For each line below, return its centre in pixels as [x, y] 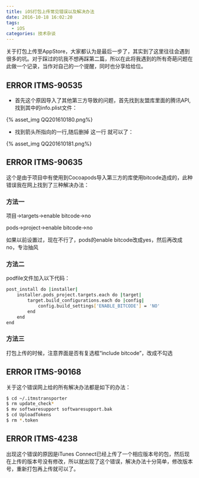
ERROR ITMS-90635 [44, 162]
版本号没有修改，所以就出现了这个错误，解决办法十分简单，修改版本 [110, 461]
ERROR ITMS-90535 [44, 85]
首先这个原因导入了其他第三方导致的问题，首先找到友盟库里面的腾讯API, [103, 100]
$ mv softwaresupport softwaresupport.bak [59, 409]
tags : [13, 23]
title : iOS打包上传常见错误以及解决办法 [50, 12]
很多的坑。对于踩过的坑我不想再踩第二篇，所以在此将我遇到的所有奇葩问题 [97, 59]
